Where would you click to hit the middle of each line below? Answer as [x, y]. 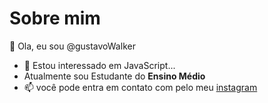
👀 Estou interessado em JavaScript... [99, 65]
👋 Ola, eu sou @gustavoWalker [72, 46]
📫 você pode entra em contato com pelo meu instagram [140, 87]
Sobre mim [55, 18]
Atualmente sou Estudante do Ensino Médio [114, 76]
